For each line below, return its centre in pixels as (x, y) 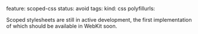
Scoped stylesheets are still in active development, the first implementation (99, 20)
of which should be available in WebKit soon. (62, 26)
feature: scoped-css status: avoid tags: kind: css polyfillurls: (81, 8)
